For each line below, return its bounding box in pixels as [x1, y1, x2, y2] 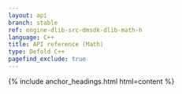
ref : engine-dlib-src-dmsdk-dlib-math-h [8, 26, 143, 34]
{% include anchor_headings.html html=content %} [8, 76, 175, 86]
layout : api [8, 11, 47, 20]
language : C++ [8, 33, 55, 42]
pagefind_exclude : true [8, 56, 87, 63]
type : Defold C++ [8, 48, 65, 56]
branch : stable [8, 19, 58, 27]
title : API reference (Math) [8, 41, 104, 49]
